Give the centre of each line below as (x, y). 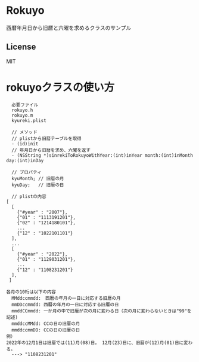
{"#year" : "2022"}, (42, 254)
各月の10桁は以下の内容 (31, 292)
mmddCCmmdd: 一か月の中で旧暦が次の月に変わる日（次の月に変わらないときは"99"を (102, 311)
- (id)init (25, 144)
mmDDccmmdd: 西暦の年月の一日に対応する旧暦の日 (65, 305)
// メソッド (24, 132)
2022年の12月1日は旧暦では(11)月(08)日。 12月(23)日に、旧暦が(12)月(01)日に (95, 343)
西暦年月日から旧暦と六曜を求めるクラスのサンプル (69, 28)
